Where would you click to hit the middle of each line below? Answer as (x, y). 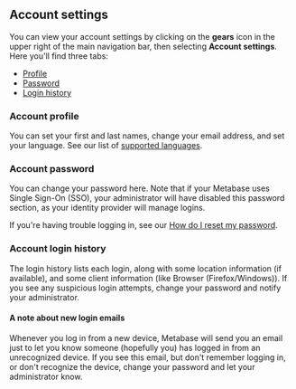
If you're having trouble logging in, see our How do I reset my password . (143, 225)
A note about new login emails (67, 318)
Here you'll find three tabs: (59, 56)
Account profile (44, 116)
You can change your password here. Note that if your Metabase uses (140, 188)
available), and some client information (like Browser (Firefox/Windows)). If (148, 278)
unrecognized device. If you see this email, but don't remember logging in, (148, 357)
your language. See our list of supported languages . (106, 146)
